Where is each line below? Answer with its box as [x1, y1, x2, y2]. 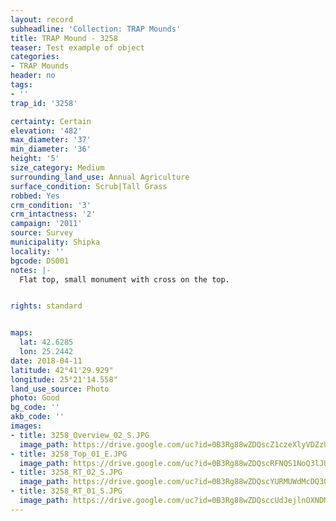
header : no [10, 71, 56, 81]
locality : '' [10, 246, 65, 256]
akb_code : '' [10, 412, 65, 422]
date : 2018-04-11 [10, 356, 83, 366]
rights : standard [10, 301, 83, 311]
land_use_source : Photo [10, 384, 110, 394]
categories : [10, 52, 60, 62]
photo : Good [10, 393, 60, 403]
